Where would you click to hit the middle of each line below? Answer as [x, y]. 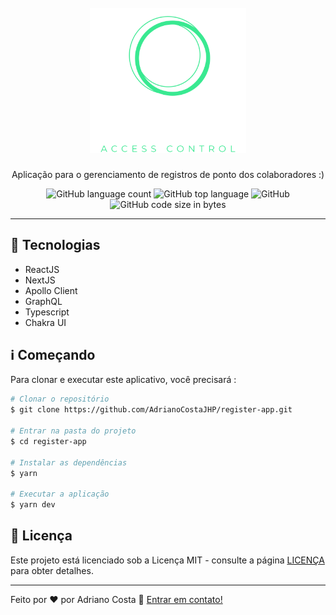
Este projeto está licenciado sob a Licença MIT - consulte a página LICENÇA [167, 560]
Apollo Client [51, 290]
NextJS [40, 280]
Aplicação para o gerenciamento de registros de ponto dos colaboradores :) [168, 174]
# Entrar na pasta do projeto [73, 431]
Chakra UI [45, 322]
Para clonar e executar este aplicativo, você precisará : [123, 380]
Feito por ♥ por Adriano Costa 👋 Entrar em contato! [116, 599]
